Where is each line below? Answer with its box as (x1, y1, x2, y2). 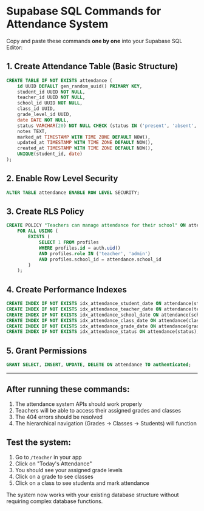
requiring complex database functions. (6, 497, 103, 505)
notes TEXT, (17, 128, 47, 134)
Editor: (6, 44, 23, 51)
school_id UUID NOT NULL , (17, 100, 83, 106)
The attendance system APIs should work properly (15, 400, 142, 408)
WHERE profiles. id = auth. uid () (38, 245, 121, 251)
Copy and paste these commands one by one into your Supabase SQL (6, 37, 183, 44)
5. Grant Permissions (6, 345, 87, 356)
